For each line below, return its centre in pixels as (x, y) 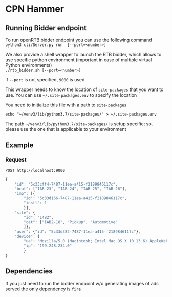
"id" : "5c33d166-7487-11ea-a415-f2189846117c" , (75, 198)
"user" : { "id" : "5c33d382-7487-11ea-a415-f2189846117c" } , (78, 232)
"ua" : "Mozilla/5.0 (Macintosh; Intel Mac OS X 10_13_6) (85, 241)
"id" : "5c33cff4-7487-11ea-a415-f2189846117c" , (66, 184)
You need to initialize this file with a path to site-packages (66, 105)
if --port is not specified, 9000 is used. (46, 79)
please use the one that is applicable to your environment (66, 129)
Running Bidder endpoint (46, 28)
